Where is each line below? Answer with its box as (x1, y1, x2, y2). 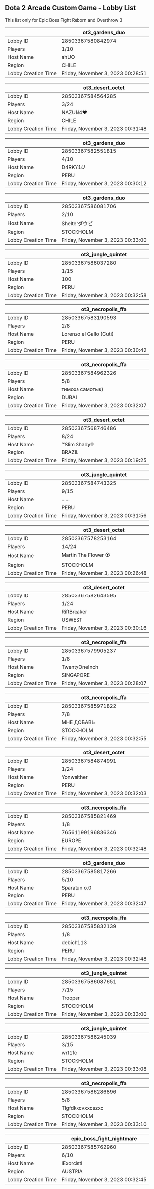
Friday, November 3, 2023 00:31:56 (61, 512, 147, 519)
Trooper (61, 994, 80, 1001)
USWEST (61, 616, 83, 623)
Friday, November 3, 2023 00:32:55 (61, 735, 147, 742)
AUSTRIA (61, 1168, 83, 1175)
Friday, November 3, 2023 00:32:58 (61, 292, 147, 298)
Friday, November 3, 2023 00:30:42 (61, 346, 147, 353)
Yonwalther (61, 773, 88, 780)
